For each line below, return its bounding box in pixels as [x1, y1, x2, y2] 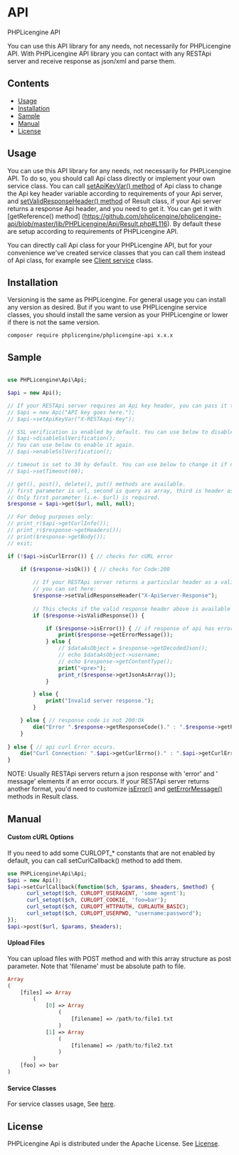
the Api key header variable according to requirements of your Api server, [7, 189, 223, 197]
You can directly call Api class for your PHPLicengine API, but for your [7, 240, 213, 250]
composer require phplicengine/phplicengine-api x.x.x [7, 332, 174, 339]
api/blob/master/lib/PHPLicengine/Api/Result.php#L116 [7, 219, 168, 228]
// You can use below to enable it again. [7, 441, 135, 449]
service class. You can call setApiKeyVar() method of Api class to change [7, 181, 223, 190]
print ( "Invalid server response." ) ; [45, 697, 154, 704]
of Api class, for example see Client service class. [7, 256, 154, 265]
